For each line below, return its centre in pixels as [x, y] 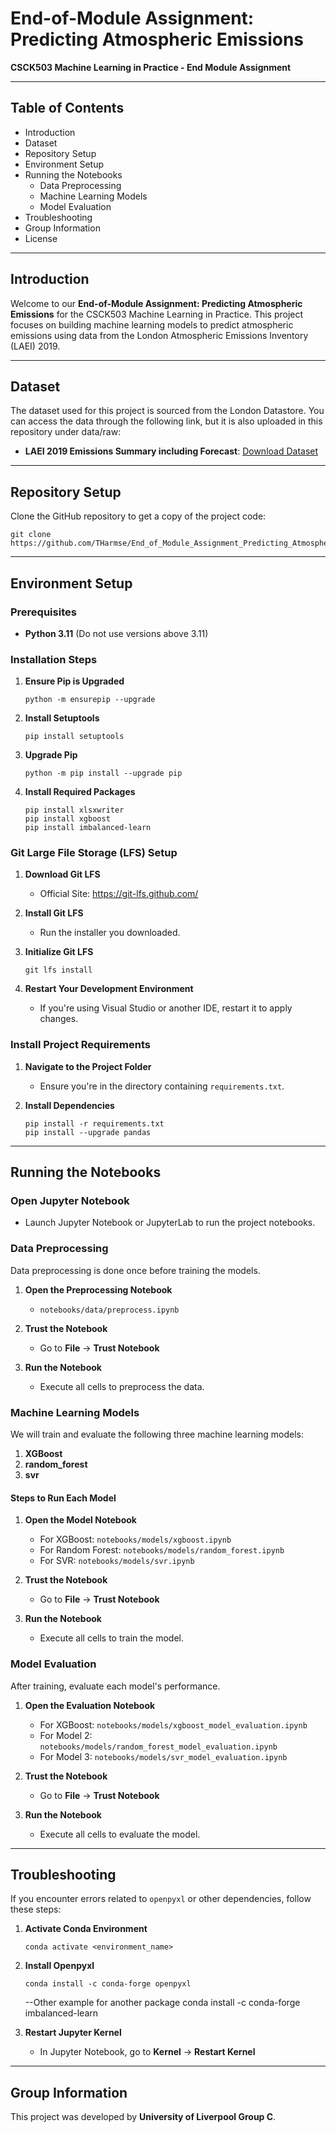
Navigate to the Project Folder [88, 1066]
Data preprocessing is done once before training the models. [135, 1270]
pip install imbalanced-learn [88, 828]
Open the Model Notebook [80, 1520]
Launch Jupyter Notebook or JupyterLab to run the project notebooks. [170, 1223]
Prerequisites [43, 612]
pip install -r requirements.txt [94, 1123]
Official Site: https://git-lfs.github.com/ [119, 894]
